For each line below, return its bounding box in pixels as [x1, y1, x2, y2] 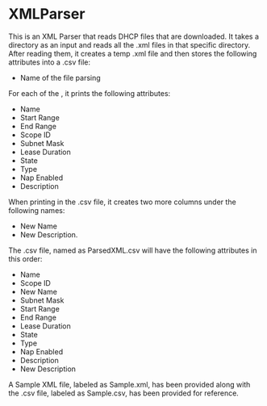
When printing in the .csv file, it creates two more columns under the [8, 197, 236, 207]
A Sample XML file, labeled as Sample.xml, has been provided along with [8, 379, 251, 389]
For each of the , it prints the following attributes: [8, 88, 171, 98]
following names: [8, 205, 65, 215]
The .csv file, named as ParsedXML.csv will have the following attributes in [8, 245, 257, 255]
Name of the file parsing [19, 73, 101, 82]
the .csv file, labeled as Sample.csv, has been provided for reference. [8, 388, 240, 398]
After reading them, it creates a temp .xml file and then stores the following [8, 48, 257, 58]
